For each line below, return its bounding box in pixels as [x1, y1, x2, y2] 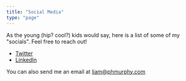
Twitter [15, 49, 34, 57]
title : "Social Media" [6, 9, 64, 15]
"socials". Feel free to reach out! [6, 38, 87, 45]
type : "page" [6, 15, 40, 21]
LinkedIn [15, 56, 37, 63]
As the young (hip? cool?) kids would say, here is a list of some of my [6, 31, 180, 38]
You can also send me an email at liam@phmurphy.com [6, 68, 146, 75]
